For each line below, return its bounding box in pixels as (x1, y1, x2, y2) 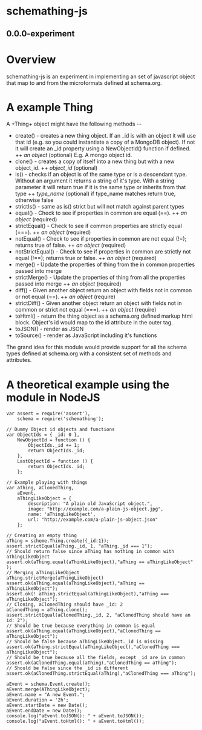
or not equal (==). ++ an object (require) (15, 293, 116, 301)
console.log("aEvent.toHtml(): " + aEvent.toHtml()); (6, 718, 145, 725)
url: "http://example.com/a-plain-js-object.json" (28, 517, 158, 523)
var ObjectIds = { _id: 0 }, (6, 432, 80, 438)
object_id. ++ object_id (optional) (15, 164, 98, 172)
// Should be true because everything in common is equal (6, 623, 155, 629)
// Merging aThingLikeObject (6, 570, 80, 576)
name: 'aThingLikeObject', (28, 511, 96, 518)
